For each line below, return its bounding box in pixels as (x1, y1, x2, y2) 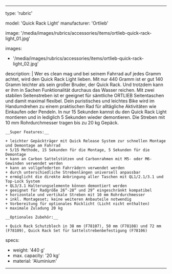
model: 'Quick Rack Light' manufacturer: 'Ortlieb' (5, 20, 109, 26)
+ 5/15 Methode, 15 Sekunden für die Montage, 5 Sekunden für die (5, 147, 150, 153)
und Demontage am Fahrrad (5, 143, 60, 148)
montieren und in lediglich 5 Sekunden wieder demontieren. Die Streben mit (5, 114, 165, 120)
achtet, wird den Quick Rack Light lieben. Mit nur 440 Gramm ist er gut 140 (5, 76, 163, 82)
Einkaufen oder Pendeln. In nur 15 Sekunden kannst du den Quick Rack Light (5, 109, 167, 115)
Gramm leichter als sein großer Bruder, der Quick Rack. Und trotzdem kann (5, 81, 164, 88)
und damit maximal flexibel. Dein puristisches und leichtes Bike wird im (5, 98, 155, 104)
